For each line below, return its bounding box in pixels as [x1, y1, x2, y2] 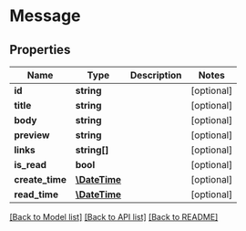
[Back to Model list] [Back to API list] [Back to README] [9, 212, 219, 222]
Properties [9, 42, 71, 58]
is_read [14, 159, 47, 171]
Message [9, 5, 81, 26]
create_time [14, 173, 67, 185]
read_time [14, 188, 59, 201]
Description [129, 69, 182, 81]
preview [14, 129, 50, 142]
